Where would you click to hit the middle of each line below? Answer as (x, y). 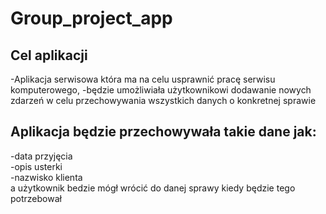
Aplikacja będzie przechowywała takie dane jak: (163, 132)
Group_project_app (91, 18)
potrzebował (36, 198)
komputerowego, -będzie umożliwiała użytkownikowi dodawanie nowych (161, 90)
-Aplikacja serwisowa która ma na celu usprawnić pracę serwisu (143, 79)
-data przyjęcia (41, 156)
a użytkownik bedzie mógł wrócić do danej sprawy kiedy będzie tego (153, 188)
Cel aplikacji (49, 55)
